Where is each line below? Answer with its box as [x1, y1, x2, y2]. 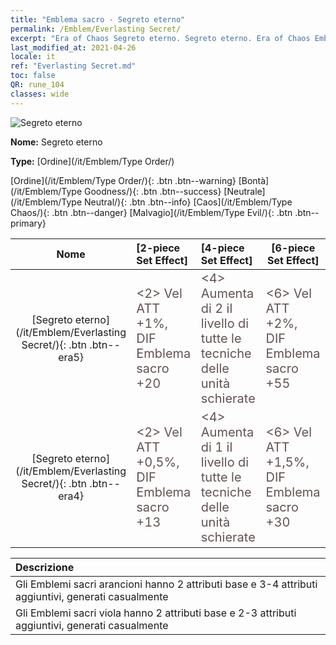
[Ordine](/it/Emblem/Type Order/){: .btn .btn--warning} [10, 174, 237, 186]
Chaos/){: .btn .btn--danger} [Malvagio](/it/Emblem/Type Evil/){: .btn [10, 206, 293, 218]
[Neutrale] [223, 185, 266, 197]
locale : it [10, 52, 56, 62]
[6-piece [271, 241, 316, 255]
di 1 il [200, 439, 233, 455]
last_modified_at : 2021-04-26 [10, 42, 137, 53]
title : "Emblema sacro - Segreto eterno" [10, 14, 186, 25]
